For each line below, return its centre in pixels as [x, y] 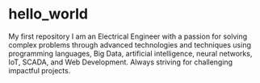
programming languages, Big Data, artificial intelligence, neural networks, [130, 53]
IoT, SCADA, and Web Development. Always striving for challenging [120, 62]
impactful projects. [40, 70]
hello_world [48, 14]
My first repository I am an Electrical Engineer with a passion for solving [128, 36]
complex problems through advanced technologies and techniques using [130, 44]
